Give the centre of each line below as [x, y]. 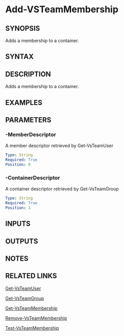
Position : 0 [18, 165]
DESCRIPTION [28, 74]
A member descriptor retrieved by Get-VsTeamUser [59, 146]
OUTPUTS [22, 241]
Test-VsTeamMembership [32, 328]
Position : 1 [18, 208]
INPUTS [18, 224]
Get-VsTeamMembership [31, 308]
